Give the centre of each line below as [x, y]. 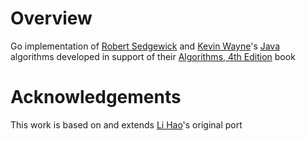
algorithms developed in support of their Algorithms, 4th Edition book [153, 56]
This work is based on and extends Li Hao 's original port [126, 124]
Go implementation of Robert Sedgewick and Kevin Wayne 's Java [145, 46]
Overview [51, 18]
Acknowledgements [96, 97]
